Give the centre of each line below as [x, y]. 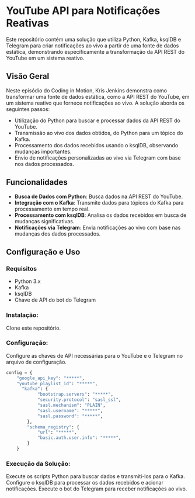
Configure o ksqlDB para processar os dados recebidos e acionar [85, 483]
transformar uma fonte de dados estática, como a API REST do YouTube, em [98, 96]
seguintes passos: [28, 109]
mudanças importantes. [43, 151]
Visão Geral [28, 76]
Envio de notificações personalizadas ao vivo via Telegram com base [97, 158]
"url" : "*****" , [57, 433]
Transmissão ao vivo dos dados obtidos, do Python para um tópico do [99, 133]
